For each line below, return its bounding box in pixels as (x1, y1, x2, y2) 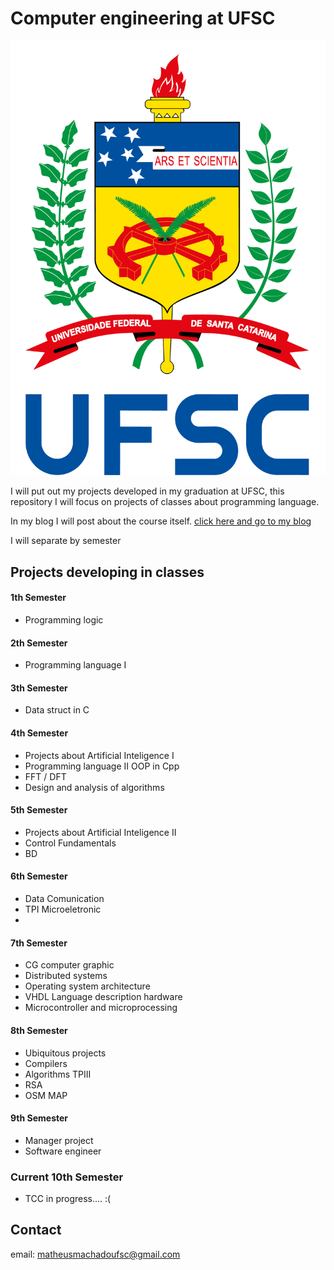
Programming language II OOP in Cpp (24, 760, 180, 772)
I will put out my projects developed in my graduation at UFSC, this (10, 485, 285, 497)
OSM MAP (24, 1089, 68, 1101)
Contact (10, 1222, 62, 1239)
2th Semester (10, 637, 68, 649)
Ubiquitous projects (24, 1047, 107, 1059)
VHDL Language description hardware (24, 991, 183, 1003)
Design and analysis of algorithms (24, 781, 165, 793)
